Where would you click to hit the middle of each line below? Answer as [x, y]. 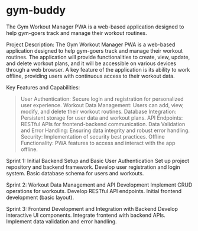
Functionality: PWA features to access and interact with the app [98, 143]
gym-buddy [36, 10]
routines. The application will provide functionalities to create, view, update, [98, 57]
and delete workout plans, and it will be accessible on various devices [91, 63]
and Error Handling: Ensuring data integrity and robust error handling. [105, 130]
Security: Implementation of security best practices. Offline [93, 136]
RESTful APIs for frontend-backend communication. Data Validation [103, 124]
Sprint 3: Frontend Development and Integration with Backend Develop [92, 208]
